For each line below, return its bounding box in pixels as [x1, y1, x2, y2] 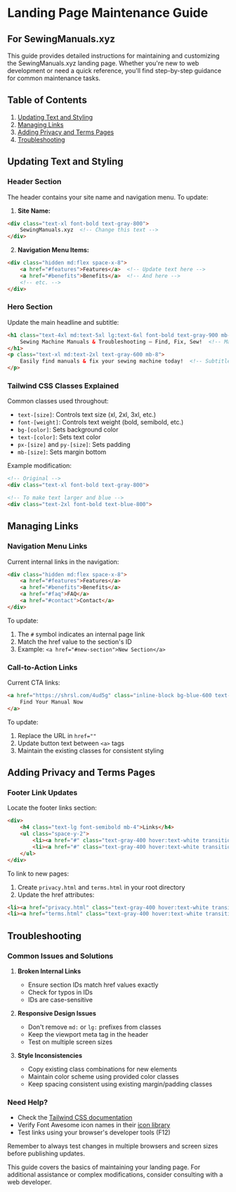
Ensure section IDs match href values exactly [27, 980, 159, 989]
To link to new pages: [7, 869, 70, 878]
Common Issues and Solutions [7, 951, 114, 961]
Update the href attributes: [17, 890, 95, 899]
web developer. [7, 1178, 53, 1186]
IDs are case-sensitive [27, 995, 93, 1004]
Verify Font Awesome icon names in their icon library [17, 1121, 171, 1129]
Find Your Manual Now [20, 698, 83, 706]
